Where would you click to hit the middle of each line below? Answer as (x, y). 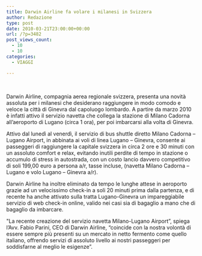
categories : (21, 57)
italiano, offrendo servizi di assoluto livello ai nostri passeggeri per (88, 240)
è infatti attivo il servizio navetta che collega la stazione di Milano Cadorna (98, 116)
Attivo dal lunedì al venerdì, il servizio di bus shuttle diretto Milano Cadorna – (101, 134)
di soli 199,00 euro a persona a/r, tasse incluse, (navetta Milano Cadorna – (98, 166)
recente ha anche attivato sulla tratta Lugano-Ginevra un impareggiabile (95, 196)
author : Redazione (29, 17)
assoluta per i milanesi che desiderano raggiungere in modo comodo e (94, 102)
